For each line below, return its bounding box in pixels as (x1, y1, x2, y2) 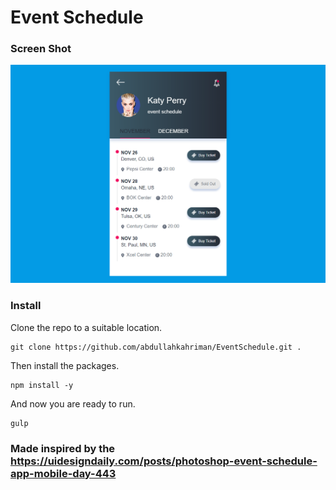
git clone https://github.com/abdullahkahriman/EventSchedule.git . (10, 342, 302, 352)
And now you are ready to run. (10, 397, 136, 410)
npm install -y (10, 380, 74, 390)
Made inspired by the (10, 441, 116, 455)
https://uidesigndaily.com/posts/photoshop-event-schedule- (10, 454, 318, 468)
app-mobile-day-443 (10, 466, 117, 480)
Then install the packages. (10, 359, 120, 371)
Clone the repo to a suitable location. (10, 321, 163, 333)
